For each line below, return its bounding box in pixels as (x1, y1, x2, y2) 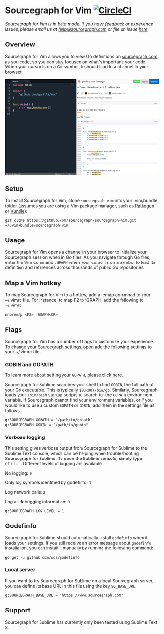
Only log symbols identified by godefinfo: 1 (5, 480, 92, 485)
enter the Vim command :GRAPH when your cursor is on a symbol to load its (5, 260, 156, 265)
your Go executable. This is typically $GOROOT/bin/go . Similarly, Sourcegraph (5, 387, 158, 393)
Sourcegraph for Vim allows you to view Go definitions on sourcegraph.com (5, 53, 158, 59)
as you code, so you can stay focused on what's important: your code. (5, 59, 147, 65)
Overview (5, 41, 36, 49)
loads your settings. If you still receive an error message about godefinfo (5, 540, 152, 546)
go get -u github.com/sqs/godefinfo (5, 555, 80, 560)
